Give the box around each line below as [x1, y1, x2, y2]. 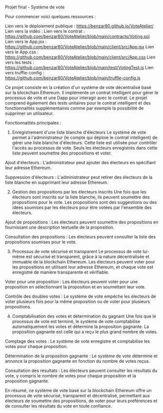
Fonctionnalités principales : [5, 120, 62, 126]
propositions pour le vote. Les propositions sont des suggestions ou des [12, 199, 157, 205]
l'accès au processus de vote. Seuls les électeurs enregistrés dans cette [12, 145, 158, 151]
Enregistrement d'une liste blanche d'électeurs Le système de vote [12, 130, 146, 135]
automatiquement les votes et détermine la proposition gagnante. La [12, 324, 149, 329]
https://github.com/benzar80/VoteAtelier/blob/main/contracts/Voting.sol [5, 34, 150, 39]
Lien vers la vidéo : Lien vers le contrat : [5, 28, 85, 34]
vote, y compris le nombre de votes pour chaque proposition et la [5, 373, 136, 378]
